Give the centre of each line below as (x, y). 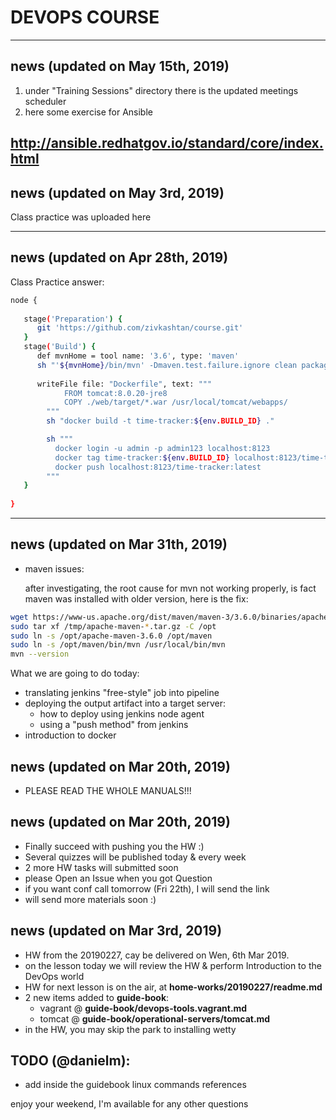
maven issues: (54, 568)
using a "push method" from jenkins (114, 725)
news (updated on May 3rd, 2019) (117, 192)
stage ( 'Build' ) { (60, 347)
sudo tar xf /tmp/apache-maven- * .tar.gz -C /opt (113, 626)
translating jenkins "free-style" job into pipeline (122, 693)
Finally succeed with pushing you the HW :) (114, 846)
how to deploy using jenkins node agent (122, 714)
